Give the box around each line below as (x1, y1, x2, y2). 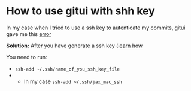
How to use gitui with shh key (6, 4, 156, 18)
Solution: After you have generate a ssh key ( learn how (6, 42, 143, 49)
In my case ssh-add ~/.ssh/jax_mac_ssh (23, 78, 123, 85)
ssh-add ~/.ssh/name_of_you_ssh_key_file (14, 66, 120, 72)
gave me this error (6, 30, 52, 37)
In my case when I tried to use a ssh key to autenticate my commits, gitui (6, 24, 186, 31)
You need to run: (6, 53, 47, 60)
